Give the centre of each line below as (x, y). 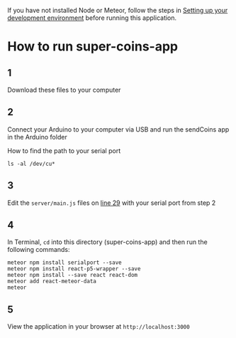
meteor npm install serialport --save (64, 263)
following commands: (39, 250)
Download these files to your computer (64, 90)
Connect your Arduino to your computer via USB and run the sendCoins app (118, 129)
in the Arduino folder (37, 137)
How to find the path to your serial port (64, 150)
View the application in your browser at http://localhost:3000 (99, 327)
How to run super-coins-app (93, 47)
